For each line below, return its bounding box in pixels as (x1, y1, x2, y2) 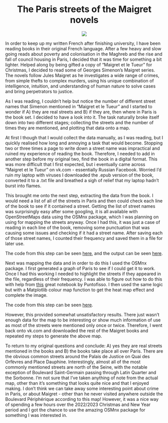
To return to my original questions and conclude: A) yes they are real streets (5, 343, 162, 349)
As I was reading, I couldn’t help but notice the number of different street (5, 98, 156, 104)
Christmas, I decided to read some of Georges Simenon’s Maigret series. (5, 67, 155, 73)
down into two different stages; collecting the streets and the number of (5, 119, 154, 125)
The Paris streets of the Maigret (17, 4, 152, 15)
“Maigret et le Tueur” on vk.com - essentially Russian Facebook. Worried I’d (5, 166, 161, 173)
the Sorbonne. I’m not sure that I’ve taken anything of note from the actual (5, 375, 158, 381)
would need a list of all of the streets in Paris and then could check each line (5, 198, 163, 204)
